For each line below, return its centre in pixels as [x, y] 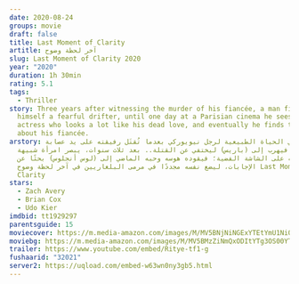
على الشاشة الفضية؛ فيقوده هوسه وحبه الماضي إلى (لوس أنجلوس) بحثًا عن [151, 158]
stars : [21, 183]
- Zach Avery [41, 191]
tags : [19, 92]
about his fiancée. [53, 134]
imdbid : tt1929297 [43, 216]
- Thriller [37, 100]
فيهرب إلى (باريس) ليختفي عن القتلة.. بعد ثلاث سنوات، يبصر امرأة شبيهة [153, 150]
